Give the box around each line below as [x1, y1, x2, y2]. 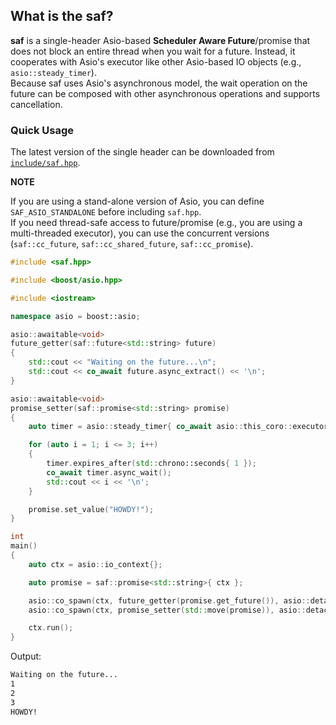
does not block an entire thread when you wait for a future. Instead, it [10, 45, 296, 57]
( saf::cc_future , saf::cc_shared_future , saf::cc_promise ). [10, 238, 254, 250]
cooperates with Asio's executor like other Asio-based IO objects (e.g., [10, 55, 302, 68]
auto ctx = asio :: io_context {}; [28, 559, 163, 569]
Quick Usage [10, 123, 75, 137]
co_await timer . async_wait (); [46, 467, 172, 478]
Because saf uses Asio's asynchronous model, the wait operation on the [10, 77, 308, 89]
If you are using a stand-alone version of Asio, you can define [10, 195, 265, 208]
